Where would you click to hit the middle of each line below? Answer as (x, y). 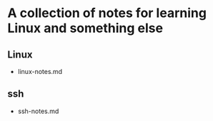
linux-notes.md (40, 72)
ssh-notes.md (38, 111)
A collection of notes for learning (107, 13)
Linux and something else (85, 28)
